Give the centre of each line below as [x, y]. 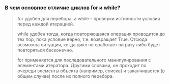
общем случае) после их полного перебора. [65, 76]
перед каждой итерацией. [46, 24]
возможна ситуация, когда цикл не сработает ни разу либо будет [89, 45]
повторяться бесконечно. [45, 50]
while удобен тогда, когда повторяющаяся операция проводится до [91, 34]
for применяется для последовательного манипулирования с [84, 60]
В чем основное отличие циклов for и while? [63, 8]
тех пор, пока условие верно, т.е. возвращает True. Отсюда [82, 39]
